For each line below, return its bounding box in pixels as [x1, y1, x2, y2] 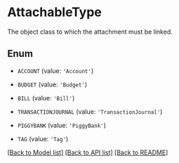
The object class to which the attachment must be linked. [7, 27, 173, 36]
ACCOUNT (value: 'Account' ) [17, 66, 93, 74]
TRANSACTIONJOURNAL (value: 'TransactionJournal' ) [17, 107, 163, 116]
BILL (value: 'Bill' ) [17, 93, 75, 102]
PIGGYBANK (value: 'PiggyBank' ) [17, 121, 107, 129]
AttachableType [7, 4, 102, 20]
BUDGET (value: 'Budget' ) [17, 80, 88, 89]
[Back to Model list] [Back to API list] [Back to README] [7, 148, 168, 157]
